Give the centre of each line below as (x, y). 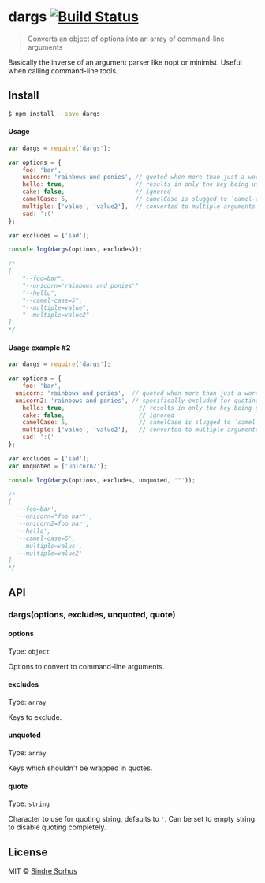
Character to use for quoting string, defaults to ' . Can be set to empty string (132, 819)
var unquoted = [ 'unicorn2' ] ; (58, 466)
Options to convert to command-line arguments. (86, 666)
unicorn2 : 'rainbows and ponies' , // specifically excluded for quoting (137, 401)
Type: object (29, 651)
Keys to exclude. (35, 717)
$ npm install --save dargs (54, 114)
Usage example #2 (39, 348)
